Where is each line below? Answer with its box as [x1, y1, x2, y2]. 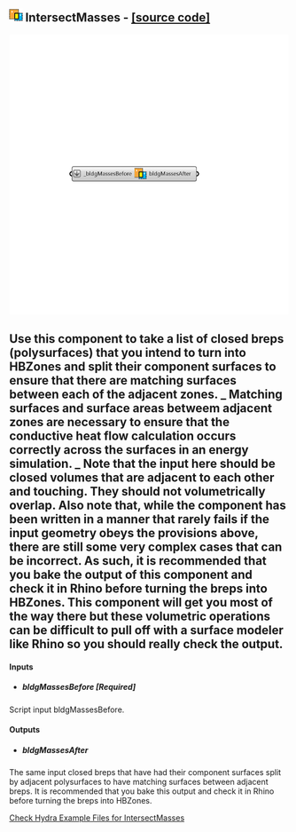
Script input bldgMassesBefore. [9, 704, 125, 715]
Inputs [9, 662, 34, 672]
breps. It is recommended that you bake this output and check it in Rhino [9, 786, 275, 796]
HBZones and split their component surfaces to [9, 360, 277, 375]
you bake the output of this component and [9, 567, 253, 582]
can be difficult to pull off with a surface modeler [9, 622, 284, 638]
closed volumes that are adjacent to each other [9, 471, 275, 486]
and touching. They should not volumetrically [9, 484, 266, 499]
